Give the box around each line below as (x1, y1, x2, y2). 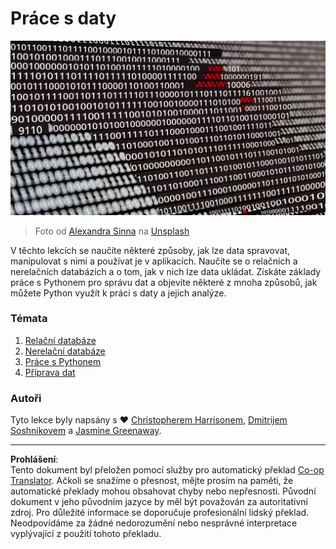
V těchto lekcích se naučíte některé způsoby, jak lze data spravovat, (10, 244, 291, 256)
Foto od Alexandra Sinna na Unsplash (34, 225, 190, 237)
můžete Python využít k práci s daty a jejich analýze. (10, 287, 227, 299)
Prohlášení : (10, 453, 59, 466)
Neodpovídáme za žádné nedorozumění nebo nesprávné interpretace (10, 517, 298, 529)
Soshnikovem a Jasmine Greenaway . (10, 425, 162, 437)
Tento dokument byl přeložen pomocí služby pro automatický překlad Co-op (10, 464, 325, 476)
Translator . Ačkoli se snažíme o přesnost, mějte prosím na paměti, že (10, 475, 294, 487)
